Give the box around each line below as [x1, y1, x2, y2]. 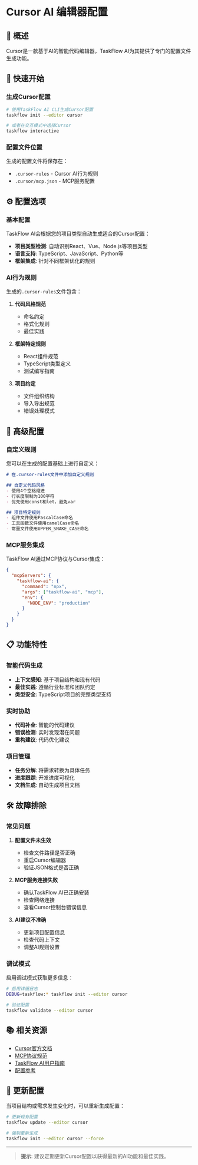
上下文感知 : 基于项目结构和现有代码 [14, 676, 101, 683]
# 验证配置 [6, 1002, 29, 1008]
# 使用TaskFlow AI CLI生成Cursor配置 [6, 107, 93, 113]
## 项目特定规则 [6, 509, 41, 516]
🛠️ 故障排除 [6, 800, 47, 810]
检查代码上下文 [23, 936, 60, 943]
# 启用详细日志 [6, 986, 38, 992]
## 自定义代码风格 [6, 483, 45, 489]
